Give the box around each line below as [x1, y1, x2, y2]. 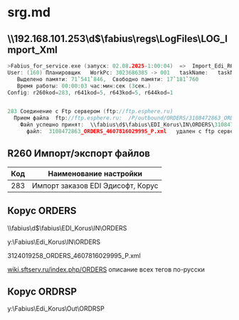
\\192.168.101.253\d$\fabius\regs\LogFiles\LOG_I [7, 33, 228, 45]
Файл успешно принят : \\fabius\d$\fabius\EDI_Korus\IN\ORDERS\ [20, 122, 215, 129]
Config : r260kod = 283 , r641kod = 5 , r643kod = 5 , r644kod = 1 [7, 89, 174, 96]
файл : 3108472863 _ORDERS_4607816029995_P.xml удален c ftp [26, 128, 215, 135]
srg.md [7, 4, 51, 21]
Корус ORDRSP [7, 285, 77, 297]
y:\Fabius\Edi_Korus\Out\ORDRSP [7, 304, 105, 313]
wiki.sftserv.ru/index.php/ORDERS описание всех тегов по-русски [7, 265, 205, 274]
